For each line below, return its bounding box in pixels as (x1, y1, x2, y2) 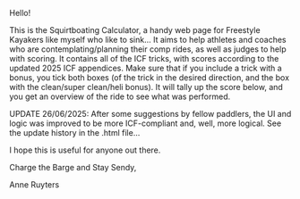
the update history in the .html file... (9, 128, 141, 137)
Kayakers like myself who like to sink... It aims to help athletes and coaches (9, 35, 287, 45)
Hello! (9, 8, 31, 18)
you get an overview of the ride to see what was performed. (9, 91, 231, 102)
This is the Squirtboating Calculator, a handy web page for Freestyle (9, 25, 261, 35)
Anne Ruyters (9, 179, 60, 190)
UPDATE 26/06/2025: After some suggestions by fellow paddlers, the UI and (9, 109, 292, 119)
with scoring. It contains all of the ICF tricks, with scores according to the (9, 54, 279, 63)
